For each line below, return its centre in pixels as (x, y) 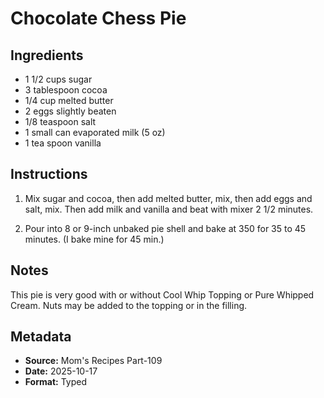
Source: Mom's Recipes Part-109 (93, 361)
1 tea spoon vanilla (63, 143)
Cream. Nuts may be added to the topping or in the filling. (129, 305)
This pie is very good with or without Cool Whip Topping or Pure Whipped (162, 294)
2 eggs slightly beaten (70, 111)
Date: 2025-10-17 (61, 371)
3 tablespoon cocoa (66, 90)
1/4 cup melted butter (69, 100)
